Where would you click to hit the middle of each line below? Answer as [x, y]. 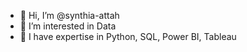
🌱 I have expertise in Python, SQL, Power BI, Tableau [128, 36]
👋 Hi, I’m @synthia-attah [69, 15]
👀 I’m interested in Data [68, 26]
